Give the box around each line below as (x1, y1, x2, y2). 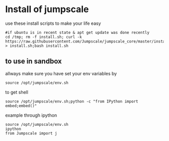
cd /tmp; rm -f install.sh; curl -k (5, 34, 82, 39)
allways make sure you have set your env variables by (5, 70, 117, 76)
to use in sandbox (5, 57, 62, 66)
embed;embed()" (5, 103, 37, 108)
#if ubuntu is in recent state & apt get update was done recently (5, 30, 150, 35)
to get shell (5, 89, 29, 95)
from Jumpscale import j (5, 130, 57, 136)
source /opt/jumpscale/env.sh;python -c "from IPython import (5, 99, 138, 104)
